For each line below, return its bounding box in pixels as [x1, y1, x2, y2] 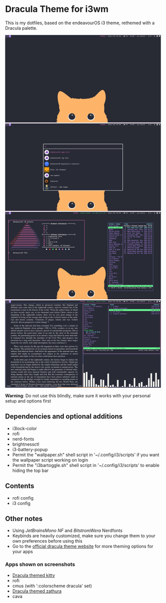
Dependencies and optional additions [5, 412, 123, 421]
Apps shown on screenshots [5, 561, 76, 568]
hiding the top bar [12, 467, 49, 473]
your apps [12, 549, 33, 555]
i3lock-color [12, 425, 37, 431]
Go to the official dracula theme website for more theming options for [12, 543, 154, 550]
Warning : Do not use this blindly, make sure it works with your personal [5, 392, 151, 399]
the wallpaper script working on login [12, 457, 88, 463]
